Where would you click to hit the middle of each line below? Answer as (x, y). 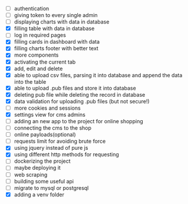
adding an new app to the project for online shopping (79, 121)
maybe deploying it (37, 168)
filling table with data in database (54, 28)
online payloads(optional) (45, 134)
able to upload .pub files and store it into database (75, 88)
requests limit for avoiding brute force (60, 142)
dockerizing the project (42, 161)
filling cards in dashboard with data (57, 42)
